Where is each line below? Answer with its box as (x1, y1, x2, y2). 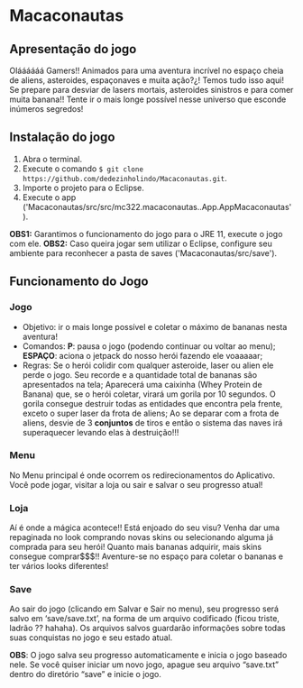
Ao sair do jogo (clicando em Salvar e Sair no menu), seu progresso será (9, 603, 280, 614)
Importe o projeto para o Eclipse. (22, 182, 144, 193)
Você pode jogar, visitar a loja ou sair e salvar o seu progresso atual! (9, 479, 263, 490)
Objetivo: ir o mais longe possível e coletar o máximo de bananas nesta (22, 321, 288, 332)
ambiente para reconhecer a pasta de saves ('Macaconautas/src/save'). (9, 247, 278, 258)
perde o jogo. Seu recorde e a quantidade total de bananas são (22, 369, 258, 380)
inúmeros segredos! (9, 104, 84, 114)
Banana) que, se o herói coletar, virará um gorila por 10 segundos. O (22, 389, 277, 399)
